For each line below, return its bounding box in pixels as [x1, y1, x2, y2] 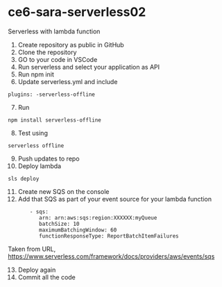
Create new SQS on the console [17, 187, 110, 195]
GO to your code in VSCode [17, 55, 98, 63]
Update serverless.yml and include [17, 77, 118, 85]
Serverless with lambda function [8, 27, 101, 35]
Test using [17, 129, 48, 137]
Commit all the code [17, 272, 76, 281]
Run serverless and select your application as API [17, 63, 160, 71]
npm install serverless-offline [8, 116, 101, 124]
